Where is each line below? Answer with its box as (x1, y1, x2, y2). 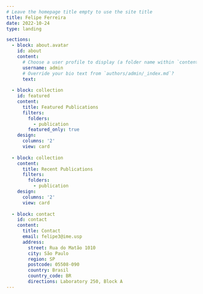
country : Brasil (28, 267, 69, 273)
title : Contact (22, 228, 61, 234)
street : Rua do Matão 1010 (28, 244, 96, 251)
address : (22, 239, 45, 245)
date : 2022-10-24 (6, 20, 50, 26)
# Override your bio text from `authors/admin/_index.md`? (22, 70, 174, 76)
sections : (6, 37, 31, 43)
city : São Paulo (28, 250, 69, 256)
